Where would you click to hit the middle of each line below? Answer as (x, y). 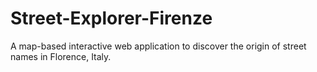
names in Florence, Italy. (61, 56)
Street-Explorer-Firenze (111, 18)
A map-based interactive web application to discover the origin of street (158, 46)
